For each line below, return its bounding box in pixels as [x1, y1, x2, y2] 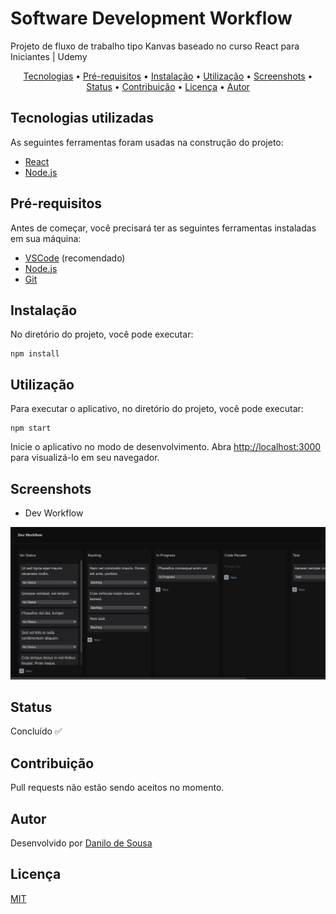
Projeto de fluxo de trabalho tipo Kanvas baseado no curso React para [10, 40, 300, 52]
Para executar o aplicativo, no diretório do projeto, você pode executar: [10, 403, 304, 415]
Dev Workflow [24, 507, 84, 519]
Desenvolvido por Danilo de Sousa [10, 837, 153, 849]
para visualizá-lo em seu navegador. [10, 452, 160, 464]
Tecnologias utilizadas [10, 110, 154, 127]
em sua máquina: [10, 232, 82, 244]
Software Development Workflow [10, 7, 293, 30]
